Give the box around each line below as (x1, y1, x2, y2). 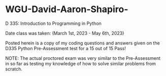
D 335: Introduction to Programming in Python (5, 20, 102, 26)
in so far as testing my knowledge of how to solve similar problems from (5, 60, 156, 66)
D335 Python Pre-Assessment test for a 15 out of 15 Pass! (5, 45, 126, 51)
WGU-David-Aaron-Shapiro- (5, 4, 128, 15)
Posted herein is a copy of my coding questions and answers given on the (5, 40, 160, 46)
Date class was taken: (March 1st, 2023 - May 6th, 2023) (5, 30, 124, 36)
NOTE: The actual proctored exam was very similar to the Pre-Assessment (5, 55, 161, 61)
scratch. (5, 66, 23, 72)
